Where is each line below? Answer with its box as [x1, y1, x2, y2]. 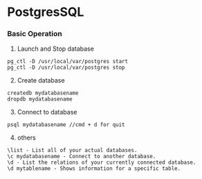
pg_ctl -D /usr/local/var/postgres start [7, 58, 129, 65]
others [17, 133, 36, 142]
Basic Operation [7, 29, 62, 39]
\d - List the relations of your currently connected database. [7, 159, 196, 167]
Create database [17, 76, 65, 85]
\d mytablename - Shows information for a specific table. [7, 165, 181, 172]
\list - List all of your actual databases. [7, 147, 138, 154]
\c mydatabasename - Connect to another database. [7, 153, 156, 160]
